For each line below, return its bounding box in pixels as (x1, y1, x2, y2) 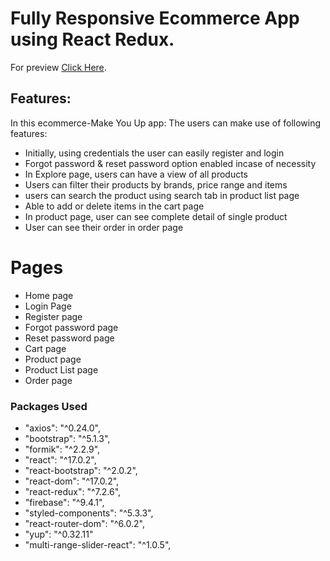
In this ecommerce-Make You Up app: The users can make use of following (10, 117, 322, 129)
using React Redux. (10, 28, 175, 51)
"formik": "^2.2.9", (24, 443, 101, 455)
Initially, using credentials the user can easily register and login (24, 147, 285, 159)
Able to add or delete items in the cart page (24, 200, 205, 212)
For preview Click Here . (10, 61, 107, 73)
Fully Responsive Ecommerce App (10, 7, 300, 30)
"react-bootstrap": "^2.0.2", (24, 464, 138, 476)
